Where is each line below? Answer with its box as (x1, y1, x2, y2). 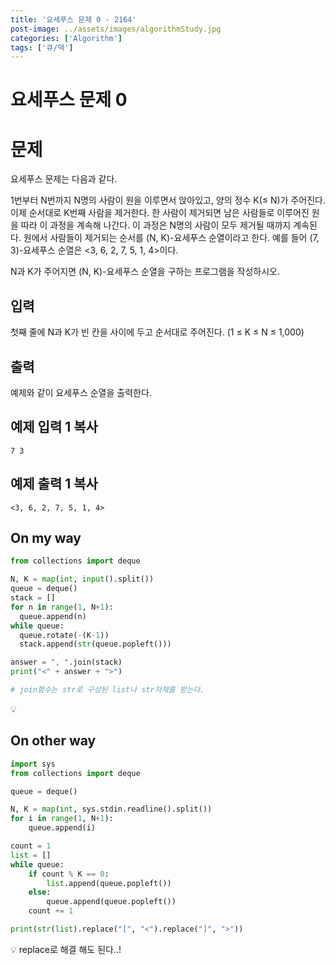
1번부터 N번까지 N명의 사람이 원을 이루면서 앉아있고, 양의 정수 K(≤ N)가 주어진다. (10, 194, 326, 206)
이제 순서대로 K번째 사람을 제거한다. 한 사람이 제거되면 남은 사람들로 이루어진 (10, 207, 310, 219)
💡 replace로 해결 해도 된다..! (10, 943, 122, 955)
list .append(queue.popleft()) (46, 878, 172, 888)
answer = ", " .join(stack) (10, 657, 123, 668)
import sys (10, 759, 56, 769)
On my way (10, 530, 82, 547)
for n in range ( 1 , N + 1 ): (10, 602, 114, 612)
